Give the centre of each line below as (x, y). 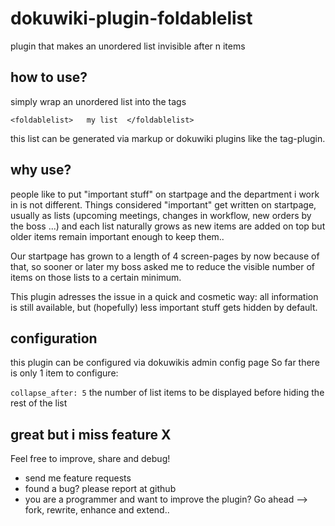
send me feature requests (78, 478)
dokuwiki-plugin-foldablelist (131, 18)
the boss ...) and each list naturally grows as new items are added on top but (168, 226)
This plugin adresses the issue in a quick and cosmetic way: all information (164, 296)
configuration (54, 338)
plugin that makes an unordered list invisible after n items (128, 46)
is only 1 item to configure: (64, 373)
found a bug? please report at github (100, 489)
